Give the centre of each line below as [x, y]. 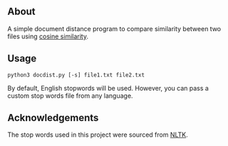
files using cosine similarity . [48, 36]
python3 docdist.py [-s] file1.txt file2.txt [76, 75]
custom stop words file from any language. [70, 96]
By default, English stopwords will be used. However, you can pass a [108, 88]
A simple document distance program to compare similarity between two [114, 28]
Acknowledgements [53, 118]
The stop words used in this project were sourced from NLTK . [98, 135]
